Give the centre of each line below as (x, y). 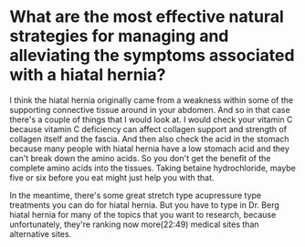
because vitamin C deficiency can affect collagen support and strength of (148, 129)
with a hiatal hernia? (88, 75)
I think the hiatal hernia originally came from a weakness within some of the (152, 100)
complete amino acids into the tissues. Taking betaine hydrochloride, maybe (153, 168)
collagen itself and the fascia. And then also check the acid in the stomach (149, 139)
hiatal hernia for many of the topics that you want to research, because (143, 214)
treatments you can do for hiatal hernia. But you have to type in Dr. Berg (145, 205)
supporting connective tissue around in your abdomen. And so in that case (150, 109)
